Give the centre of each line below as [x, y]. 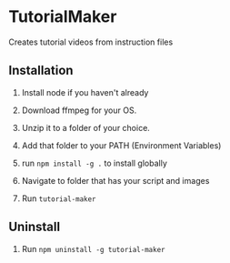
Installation [41, 71]
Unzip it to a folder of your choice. [86, 127]
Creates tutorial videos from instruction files [91, 42]
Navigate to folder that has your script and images [115, 180]
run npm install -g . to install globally [94, 163]
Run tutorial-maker [59, 198]
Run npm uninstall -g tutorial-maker [93, 248]
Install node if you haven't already [85, 92]
